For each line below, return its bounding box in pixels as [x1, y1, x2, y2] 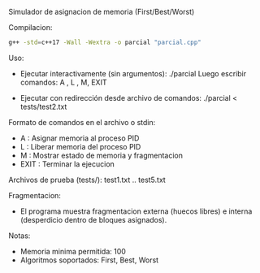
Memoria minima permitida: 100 [19, 246, 126, 256]
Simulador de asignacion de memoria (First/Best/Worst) [8, 7, 195, 16]
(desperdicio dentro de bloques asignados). [19, 214, 167, 224]
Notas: [8, 231, 31, 240]
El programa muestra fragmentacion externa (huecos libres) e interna [19, 206, 253, 216]
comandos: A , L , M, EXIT [19, 77, 107, 87]
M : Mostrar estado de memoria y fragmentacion [19, 150, 183, 160]
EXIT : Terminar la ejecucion [19, 158, 115, 169]
